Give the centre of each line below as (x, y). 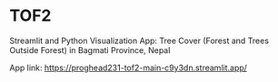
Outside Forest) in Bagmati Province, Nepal (90, 50)
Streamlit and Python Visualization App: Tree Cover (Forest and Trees (139, 41)
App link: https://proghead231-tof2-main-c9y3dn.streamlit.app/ (129, 68)
